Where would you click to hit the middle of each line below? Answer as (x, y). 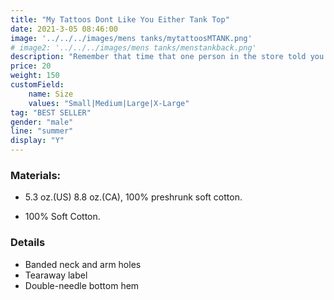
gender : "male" (42, 122)
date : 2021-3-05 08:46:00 (64, 29)
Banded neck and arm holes (83, 264)
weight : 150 (35, 76)
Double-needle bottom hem (82, 285)
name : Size (51, 94)
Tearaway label (56, 275)
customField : (37, 85)
